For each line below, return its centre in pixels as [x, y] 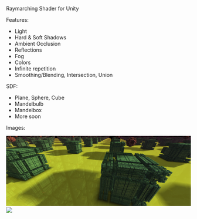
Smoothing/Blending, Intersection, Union [64, 75]
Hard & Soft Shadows [40, 37]
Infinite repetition [35, 69]
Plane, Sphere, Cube [39, 97]
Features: [18, 20]
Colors [23, 62]
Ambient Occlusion [38, 44]
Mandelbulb [29, 104]
